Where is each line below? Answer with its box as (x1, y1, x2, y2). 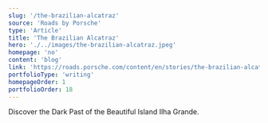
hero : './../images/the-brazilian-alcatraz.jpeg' (8, 41, 177, 49)
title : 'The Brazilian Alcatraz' (8, 33, 120, 42)
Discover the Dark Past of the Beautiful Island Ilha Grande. (8, 107, 199, 117)
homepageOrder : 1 (8, 78, 66, 86)
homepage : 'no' (8, 48, 59, 56)
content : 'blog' (8, 56, 62, 64)
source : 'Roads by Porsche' (8, 19, 102, 27)
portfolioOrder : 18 (8, 85, 73, 94)
